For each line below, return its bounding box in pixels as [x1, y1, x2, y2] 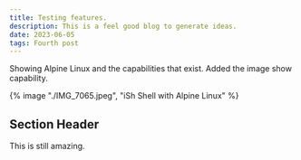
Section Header [9, 117, 100, 132]
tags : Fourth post [9, 38, 79, 48]
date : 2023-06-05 [9, 30, 75, 39]
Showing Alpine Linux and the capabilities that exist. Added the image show [9, 63, 293, 74]
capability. [9, 73, 48, 84]
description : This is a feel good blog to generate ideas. [9, 22, 238, 31]
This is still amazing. [9, 141, 85, 152]
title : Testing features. [9, 13, 107, 23]
